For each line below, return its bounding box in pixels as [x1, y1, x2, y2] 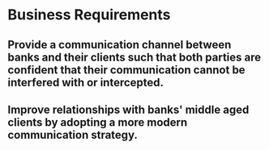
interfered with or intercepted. [7, 75, 164, 90]
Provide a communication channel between [7, 38, 232, 52]
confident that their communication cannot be [7, 63, 246, 77]
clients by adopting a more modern [7, 115, 188, 129]
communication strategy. [7, 127, 139, 142]
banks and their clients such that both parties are [7, 50, 262, 64]
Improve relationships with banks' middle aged [7, 102, 250, 116]
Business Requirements [7, 6, 171, 24]
